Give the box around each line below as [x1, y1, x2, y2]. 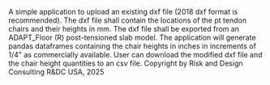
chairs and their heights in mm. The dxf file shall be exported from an [8, 24, 239, 33]
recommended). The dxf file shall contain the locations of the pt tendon [8, 15, 247, 25]
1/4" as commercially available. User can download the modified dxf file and [8, 50, 263, 59]
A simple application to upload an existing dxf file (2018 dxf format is [8, 7, 238, 16]
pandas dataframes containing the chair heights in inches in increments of [8, 41, 257, 51]
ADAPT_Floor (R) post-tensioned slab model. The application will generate [8, 32, 257, 42]
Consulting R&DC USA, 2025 [8, 67, 105, 76]
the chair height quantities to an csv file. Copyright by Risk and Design [8, 58, 243, 68]
